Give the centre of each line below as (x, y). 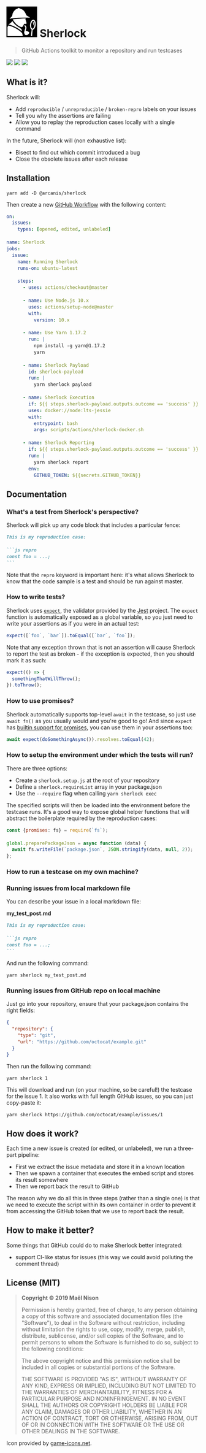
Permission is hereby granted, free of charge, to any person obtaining (109, 1309)
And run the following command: (48, 963)
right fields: (21, 1010)
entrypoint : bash (56, 423)
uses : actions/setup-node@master (71, 307)
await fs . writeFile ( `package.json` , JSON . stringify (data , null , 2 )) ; (103, 849)
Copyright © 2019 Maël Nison (60, 1298)
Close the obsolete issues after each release (71, 159)
